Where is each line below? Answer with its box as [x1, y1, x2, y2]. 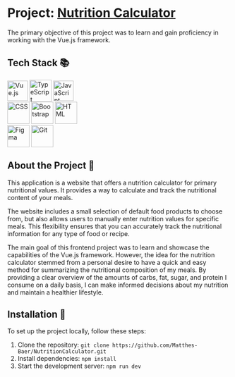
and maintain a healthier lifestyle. [7, 288, 104, 297]
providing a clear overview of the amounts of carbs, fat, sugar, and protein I [7, 273, 227, 281]
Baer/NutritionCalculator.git [17, 348, 107, 355]
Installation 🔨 [7, 308, 66, 320]
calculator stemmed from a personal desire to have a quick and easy [7, 258, 207, 266]
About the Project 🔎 [7, 160, 95, 172]
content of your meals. [7, 193, 73, 202]
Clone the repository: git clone [17, 340, 109, 350]
